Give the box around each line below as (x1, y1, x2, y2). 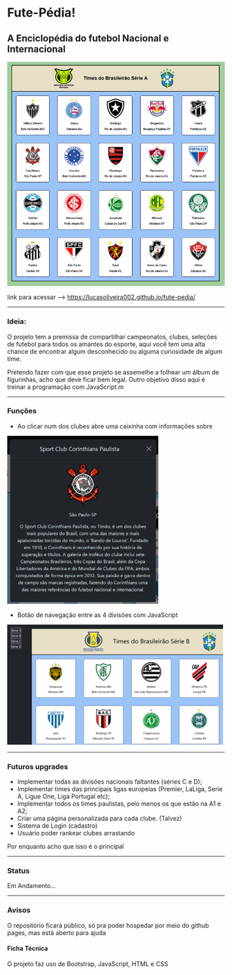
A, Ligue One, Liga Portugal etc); (17, 793, 110, 801)
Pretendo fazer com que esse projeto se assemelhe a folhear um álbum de (7, 368, 220, 376)
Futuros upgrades (7, 761, 68, 771)
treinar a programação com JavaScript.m (7, 382, 124, 391)
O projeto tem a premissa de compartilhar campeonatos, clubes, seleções (7, 332, 217, 341)
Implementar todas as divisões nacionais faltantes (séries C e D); (17, 777, 202, 786)
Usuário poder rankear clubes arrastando (17, 829, 135, 837)
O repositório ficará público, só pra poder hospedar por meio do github (7, 921, 209, 929)
